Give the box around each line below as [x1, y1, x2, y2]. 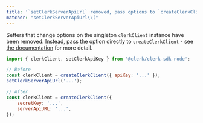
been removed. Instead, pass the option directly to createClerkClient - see [6, 38, 193, 45]
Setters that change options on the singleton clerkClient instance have [6, 31, 184, 38]
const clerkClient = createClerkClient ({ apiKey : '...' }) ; [6, 72, 161, 79]
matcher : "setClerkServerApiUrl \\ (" [6, 15, 98, 21]
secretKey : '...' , [17, 100, 63, 106]
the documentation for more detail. [6, 44, 93, 52]
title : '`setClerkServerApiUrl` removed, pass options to [6, 8, 155, 15]
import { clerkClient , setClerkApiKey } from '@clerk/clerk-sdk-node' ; [6, 56, 190, 62]
